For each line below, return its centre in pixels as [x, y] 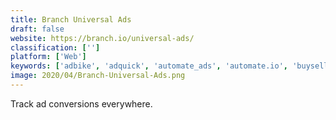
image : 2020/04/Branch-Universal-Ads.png [98, 76]
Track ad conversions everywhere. [81, 103]
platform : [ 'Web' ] [48, 57]
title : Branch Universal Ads [71, 19]
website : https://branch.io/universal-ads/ [102, 38]
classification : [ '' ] [55, 47]
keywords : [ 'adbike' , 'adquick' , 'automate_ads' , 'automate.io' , [149, 66]
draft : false [37, 29]
